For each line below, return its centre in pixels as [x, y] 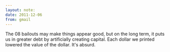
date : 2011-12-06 [24, 15]
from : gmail [18, 19]
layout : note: [20, 10]
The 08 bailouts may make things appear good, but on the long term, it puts [85, 34]
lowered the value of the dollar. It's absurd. [50, 45]
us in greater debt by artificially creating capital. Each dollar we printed [80, 39]
